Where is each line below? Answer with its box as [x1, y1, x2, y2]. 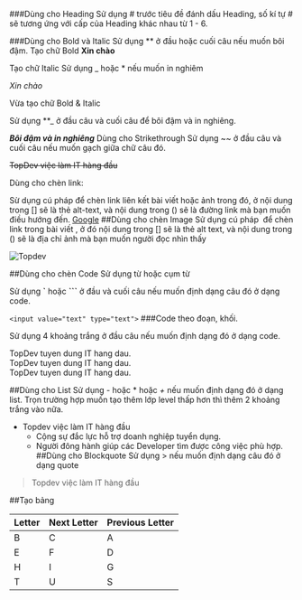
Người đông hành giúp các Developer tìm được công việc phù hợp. [35, 441, 284, 451]
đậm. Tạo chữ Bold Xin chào [9, 45, 115, 56]
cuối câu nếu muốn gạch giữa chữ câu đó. [9, 143, 167, 153]
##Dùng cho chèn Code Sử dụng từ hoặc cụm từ [9, 268, 191, 279]
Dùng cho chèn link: [9, 177, 84, 188]
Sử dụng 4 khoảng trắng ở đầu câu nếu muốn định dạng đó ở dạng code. [9, 331, 281, 341]
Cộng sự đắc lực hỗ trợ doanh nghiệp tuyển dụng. [35, 431, 222, 442]
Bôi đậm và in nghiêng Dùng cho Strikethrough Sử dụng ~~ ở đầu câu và [9, 133, 282, 144]
